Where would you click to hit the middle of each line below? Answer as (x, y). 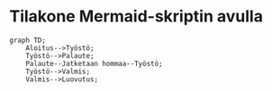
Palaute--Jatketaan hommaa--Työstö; (95, 63)
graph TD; (28, 40)
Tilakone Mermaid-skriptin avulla (136, 17)
